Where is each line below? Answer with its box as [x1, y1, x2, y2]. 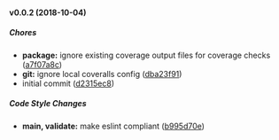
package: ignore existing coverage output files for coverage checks [21, 50, 271, 60]
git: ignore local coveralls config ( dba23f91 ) [21, 68, 182, 79]
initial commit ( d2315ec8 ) [21, 78, 115, 89]
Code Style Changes [9, 98, 87, 109]
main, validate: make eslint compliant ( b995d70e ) [21, 121, 205, 131]
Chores [9, 27, 37, 38]
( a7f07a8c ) [21, 58, 63, 70]
